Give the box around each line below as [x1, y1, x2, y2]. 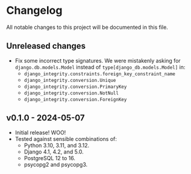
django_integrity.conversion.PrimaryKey [23, 84, 127, 90]
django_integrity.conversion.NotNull [23, 90, 119, 96]
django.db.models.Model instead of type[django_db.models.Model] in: [14, 63, 186, 70]
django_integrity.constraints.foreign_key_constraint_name [23, 70, 176, 77]
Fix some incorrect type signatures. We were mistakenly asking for [14, 57, 181, 64]
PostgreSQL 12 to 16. [23, 154, 75, 161]
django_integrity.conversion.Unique [23, 77, 116, 83]
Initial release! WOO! [14, 129, 66, 136]
